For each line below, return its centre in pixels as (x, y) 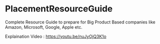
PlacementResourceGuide (59, 9)
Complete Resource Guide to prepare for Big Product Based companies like (80, 22)
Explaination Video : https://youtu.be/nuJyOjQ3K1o (56, 36)
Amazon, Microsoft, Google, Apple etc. (44, 27)
